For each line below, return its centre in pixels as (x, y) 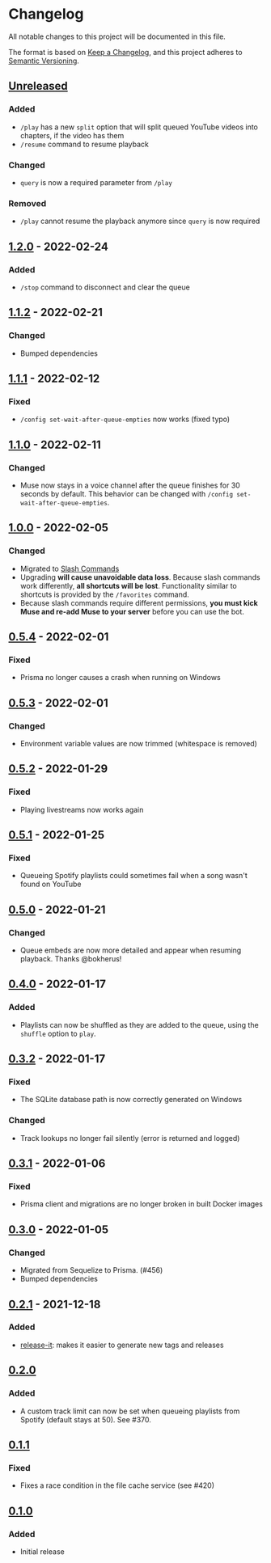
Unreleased (38, 86)
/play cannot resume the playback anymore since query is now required (140, 221)
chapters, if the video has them (72, 135)
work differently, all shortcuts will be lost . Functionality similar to (128, 585)
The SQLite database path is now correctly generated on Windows (131, 1100)
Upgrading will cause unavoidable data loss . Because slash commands (140, 577)
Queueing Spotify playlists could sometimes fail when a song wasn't (134, 876)
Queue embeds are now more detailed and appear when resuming (131, 950)
